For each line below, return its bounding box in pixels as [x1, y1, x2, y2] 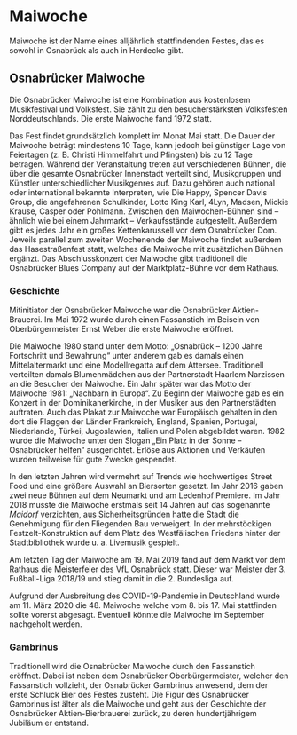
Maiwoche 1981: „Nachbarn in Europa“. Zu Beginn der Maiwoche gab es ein [9, 388, 284, 399]
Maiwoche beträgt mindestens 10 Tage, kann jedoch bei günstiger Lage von [9, 139, 286, 150]
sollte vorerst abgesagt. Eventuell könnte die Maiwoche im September [9, 610, 265, 620]
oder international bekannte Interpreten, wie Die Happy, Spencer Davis [9, 186, 268, 197]
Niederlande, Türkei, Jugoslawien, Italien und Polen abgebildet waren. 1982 [9, 426, 285, 437]
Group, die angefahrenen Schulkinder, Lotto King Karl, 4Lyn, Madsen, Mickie [9, 196, 289, 207]
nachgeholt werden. [9, 619, 82, 629]
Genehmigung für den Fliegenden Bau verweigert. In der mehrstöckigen [9, 518, 272, 529]
